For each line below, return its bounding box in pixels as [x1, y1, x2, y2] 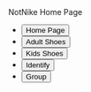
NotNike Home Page [8, 7, 83, 17]
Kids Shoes [25, 49, 64, 58]
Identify [25, 60, 50, 70]
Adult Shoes [25, 37, 66, 46]
